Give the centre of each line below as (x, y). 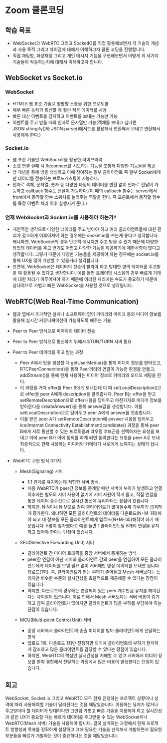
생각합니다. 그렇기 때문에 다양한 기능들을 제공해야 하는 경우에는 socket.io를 (85, 254)
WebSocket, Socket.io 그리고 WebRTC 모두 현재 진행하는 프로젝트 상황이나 (79, 698)
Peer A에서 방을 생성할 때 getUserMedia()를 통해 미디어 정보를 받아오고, (91, 363)
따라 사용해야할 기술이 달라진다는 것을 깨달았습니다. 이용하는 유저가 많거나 (86, 704)
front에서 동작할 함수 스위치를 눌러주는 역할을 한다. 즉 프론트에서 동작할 (82, 197)
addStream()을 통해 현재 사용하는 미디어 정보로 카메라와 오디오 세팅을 (88, 375)
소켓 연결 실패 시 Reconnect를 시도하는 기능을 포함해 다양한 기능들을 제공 (84, 166)
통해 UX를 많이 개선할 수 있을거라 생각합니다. (56, 261)
